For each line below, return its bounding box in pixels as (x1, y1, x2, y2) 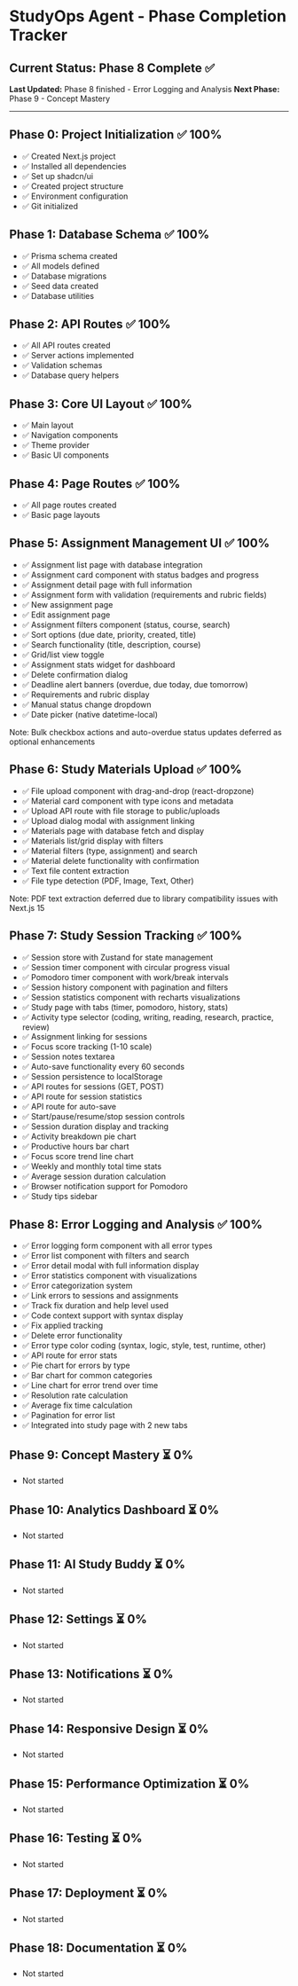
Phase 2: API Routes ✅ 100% (9, 317, 171, 332)
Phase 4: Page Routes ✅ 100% (9, 476, 181, 491)
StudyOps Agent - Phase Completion (9, 6, 286, 27)
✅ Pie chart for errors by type (21, 1360, 130, 1371)
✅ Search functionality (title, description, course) (21, 639, 201, 649)
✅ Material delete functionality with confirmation (21, 855, 200, 866)
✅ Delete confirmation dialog (21, 669, 129, 679)
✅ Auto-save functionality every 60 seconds (21, 1061, 184, 1071)
